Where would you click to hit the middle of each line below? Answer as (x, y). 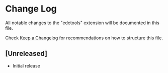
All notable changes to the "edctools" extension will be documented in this (82, 23)
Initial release (26, 65)
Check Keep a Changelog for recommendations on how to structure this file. (84, 38)
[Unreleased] (26, 54)
